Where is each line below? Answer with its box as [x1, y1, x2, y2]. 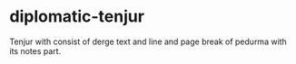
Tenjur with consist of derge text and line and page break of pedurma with [9, 36, 288, 47]
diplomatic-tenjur [9, 6, 145, 27]
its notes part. [9, 45, 62, 56]
